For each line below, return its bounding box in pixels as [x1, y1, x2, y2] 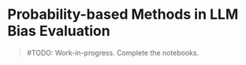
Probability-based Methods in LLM [7, 5, 239, 23]
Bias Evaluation [7, 22, 111, 40]
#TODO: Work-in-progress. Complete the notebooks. [26, 48, 199, 57]
